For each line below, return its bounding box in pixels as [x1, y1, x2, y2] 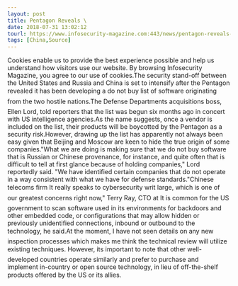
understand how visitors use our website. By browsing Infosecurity [7, 64, 203, 72]
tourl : [7, 30, 27, 38]
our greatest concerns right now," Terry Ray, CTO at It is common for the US [7, 194, 229, 202]
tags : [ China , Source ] [7, 37, 72, 44]
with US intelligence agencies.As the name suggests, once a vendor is [7, 115, 212, 124]
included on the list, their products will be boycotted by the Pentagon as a [7, 122, 222, 131]
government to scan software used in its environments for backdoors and [7, 204, 222, 212]
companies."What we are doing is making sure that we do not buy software [7, 145, 227, 154]
